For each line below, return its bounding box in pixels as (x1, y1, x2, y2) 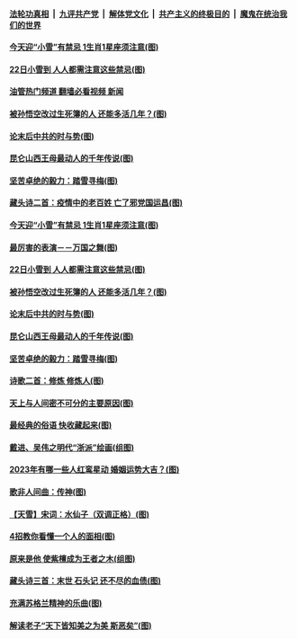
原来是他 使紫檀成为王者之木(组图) (9, 553, 136, 564)
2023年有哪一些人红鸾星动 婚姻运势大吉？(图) (9, 464, 180, 475)
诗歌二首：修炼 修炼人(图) (9, 376, 104, 386)
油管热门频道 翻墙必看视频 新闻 (9, 86, 124, 97)
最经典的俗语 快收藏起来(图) (9, 420, 112, 430)
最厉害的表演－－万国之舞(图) (9, 242, 119, 253)
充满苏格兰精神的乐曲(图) (9, 598, 103, 608)
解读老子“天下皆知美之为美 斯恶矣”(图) (9, 620, 152, 631)
